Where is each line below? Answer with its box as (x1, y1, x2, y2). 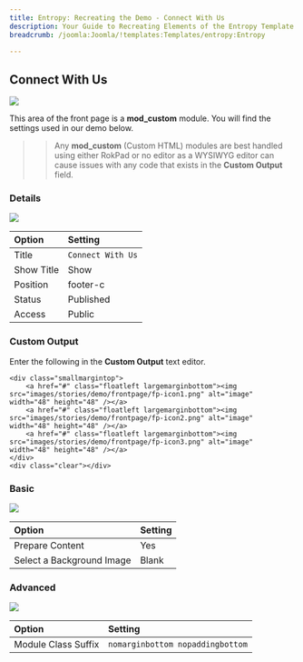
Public (67, 308, 95, 321)
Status (14, 293, 42, 306)
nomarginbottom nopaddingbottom (108, 639, 248, 650)
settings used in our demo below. (9, 123, 134, 134)
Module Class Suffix (14, 638, 100, 651)
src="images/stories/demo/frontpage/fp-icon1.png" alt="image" (9, 389, 254, 398)
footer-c (67, 278, 105, 291)
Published (67, 293, 111, 306)
